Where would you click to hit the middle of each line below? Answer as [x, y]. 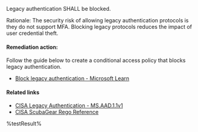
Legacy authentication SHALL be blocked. [59, 9]
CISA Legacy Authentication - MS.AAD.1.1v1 [69, 105]
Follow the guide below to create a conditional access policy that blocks [96, 60]
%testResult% [24, 124]
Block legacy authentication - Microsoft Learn [72, 78]
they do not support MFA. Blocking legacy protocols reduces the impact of [99, 27]
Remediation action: [32, 47]
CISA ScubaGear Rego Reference [57, 112]
